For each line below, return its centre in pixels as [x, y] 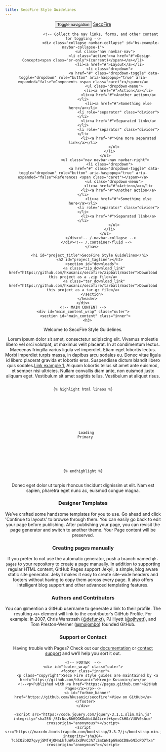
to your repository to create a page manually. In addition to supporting [89, 564]
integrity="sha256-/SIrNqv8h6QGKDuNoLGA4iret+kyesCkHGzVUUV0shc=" [83, 719]
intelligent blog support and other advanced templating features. [83, 585]
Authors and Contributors [83, 598]
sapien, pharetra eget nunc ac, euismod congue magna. [83, 490]
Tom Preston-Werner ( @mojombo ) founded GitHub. [83, 624]
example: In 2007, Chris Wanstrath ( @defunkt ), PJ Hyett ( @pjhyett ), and [83, 619]
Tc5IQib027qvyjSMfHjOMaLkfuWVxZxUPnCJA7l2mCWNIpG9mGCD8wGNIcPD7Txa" [83, 740]
